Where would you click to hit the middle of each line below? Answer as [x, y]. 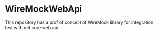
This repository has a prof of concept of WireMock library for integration [79, 22]
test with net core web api [32, 27]
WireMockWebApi [44, 9]
